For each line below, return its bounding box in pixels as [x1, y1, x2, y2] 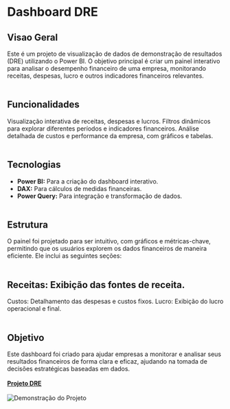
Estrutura [7, 219, 49, 231]
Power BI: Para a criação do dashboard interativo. [16, 177, 159, 186]
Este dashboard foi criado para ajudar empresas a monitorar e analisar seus [7, 350, 222, 358]
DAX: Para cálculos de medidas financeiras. [16, 184, 142, 192]
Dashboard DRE [7, 4, 98, 20]
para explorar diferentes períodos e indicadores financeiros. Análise [7, 124, 200, 133]
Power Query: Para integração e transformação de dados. [16, 192, 183, 200]
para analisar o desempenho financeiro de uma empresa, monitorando [7, 65, 207, 72]
